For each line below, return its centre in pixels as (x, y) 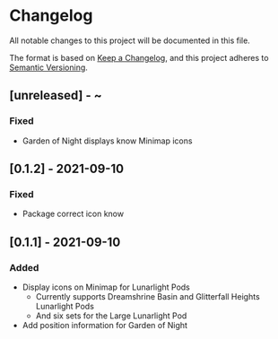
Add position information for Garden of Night (105, 325)
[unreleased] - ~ (56, 96)
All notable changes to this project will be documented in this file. (130, 40)
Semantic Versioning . (48, 67)
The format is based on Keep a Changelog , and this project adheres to (139, 57)
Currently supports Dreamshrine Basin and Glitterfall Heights (148, 296)
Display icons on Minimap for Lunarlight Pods (106, 287)
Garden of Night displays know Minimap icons (107, 141)
